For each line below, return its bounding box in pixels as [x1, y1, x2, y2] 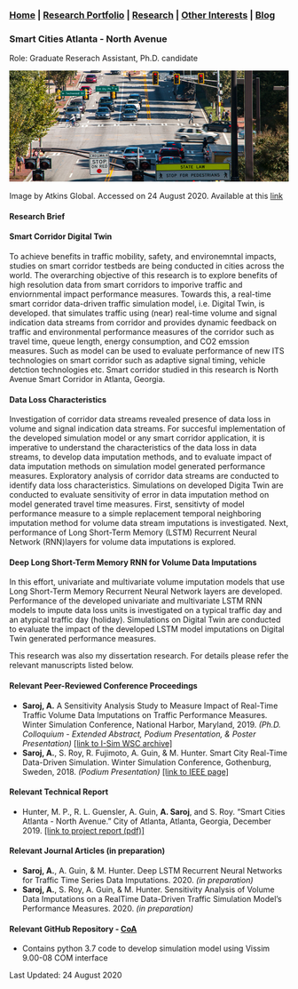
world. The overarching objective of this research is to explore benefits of [9, 270, 278, 281]
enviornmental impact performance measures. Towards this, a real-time [9, 289, 272, 299]
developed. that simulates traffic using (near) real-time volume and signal [9, 307, 278, 319]
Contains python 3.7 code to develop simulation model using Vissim [21, 943, 271, 954]
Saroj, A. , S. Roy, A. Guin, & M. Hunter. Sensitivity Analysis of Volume [21, 884, 275, 895]
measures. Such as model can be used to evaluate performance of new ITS [9, 346, 285, 356]
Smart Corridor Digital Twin [9, 231, 113, 242]
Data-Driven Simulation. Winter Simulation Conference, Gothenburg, [21, 756, 272, 768]
